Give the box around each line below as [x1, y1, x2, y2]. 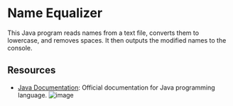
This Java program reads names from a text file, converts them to [7, 28, 200, 37]
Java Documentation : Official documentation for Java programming [17, 83, 215, 92]
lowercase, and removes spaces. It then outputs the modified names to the [7, 36, 227, 44]
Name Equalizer [7, 5, 103, 21]
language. [17, 90, 48, 99]
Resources [7, 64, 56, 76]
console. [7, 43, 33, 52]
